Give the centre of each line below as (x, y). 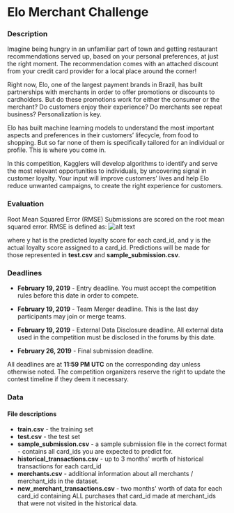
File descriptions (32, 414)
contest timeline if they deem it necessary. (68, 379)
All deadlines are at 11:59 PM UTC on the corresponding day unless (104, 365)
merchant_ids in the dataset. (58, 481)
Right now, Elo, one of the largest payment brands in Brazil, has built (105, 85)
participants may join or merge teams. (72, 316)
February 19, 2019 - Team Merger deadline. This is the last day (108, 309)
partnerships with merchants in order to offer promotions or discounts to (111, 92)
